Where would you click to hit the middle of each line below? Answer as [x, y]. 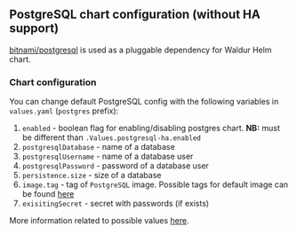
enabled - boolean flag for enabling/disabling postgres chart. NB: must [151, 129]
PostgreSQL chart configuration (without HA [135, 15]
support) [34, 29]
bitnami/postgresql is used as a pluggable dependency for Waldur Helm [140, 50]
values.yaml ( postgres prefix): [64, 111]
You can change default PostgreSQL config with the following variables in [144, 102]
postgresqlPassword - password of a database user [115, 166]
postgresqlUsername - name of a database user [108, 156]
